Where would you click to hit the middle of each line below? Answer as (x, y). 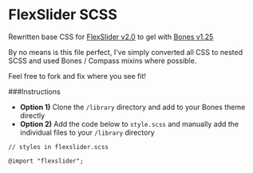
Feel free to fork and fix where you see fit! (77, 76)
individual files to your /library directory (87, 132)
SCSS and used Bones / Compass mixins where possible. (103, 61)
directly (32, 115)
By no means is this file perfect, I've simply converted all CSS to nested (126, 52)
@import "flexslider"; (46, 161)
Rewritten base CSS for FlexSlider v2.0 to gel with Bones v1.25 (111, 37)
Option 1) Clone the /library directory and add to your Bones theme (132, 107)
